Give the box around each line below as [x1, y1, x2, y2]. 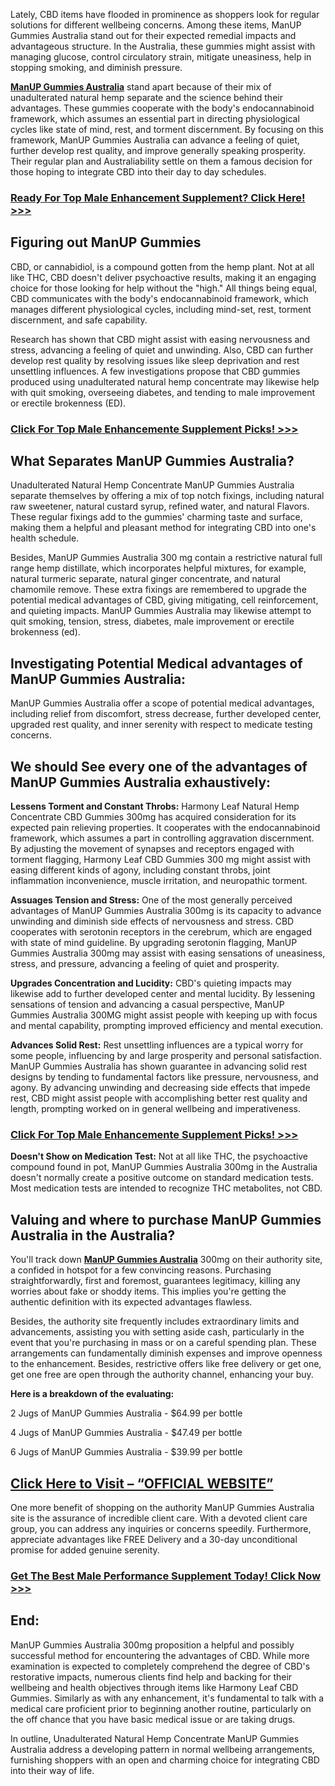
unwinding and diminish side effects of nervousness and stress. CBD [10, 915, 295, 928]
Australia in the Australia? [10, 1227, 176, 1244]
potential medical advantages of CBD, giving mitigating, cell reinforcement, [10, 594, 319, 606]
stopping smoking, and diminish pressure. [10, 62, 183, 73]
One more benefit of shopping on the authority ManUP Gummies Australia [10, 1502, 315, 1514]
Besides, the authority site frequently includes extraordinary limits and [10, 1315, 300, 1328]
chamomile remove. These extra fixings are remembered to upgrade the [10, 584, 307, 596]
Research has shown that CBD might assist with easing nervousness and [10, 333, 311, 345]
